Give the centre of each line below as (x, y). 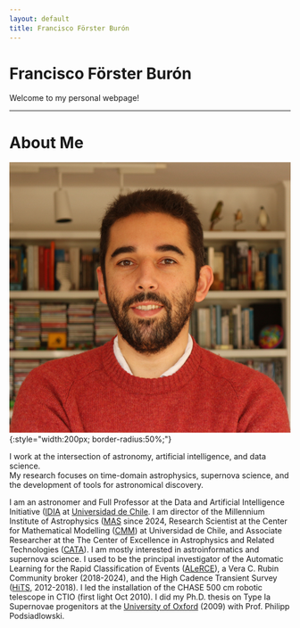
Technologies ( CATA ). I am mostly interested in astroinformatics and (134, 549)
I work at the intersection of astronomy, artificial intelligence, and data (137, 456)
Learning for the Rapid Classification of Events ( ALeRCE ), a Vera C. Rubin (144, 568)
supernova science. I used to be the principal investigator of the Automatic (146, 558)
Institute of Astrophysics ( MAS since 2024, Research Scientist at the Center (149, 521)
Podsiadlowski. (37, 616)
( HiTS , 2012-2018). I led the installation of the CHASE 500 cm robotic (136, 587)
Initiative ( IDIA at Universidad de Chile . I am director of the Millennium (137, 511)
